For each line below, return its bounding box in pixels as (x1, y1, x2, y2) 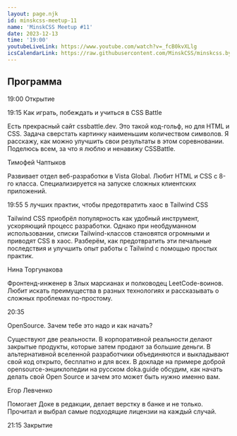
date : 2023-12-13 (7, 30, 59, 37)
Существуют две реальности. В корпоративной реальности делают (7, 334, 213, 343)
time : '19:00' (7, 37, 49, 44)
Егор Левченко (7, 386, 53, 394)
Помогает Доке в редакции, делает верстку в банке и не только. (7, 399, 203, 408)
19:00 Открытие (7, 95, 55, 103)
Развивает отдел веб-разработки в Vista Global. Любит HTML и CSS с (7, 171, 218, 180)
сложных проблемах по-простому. (7, 293, 113, 302)
